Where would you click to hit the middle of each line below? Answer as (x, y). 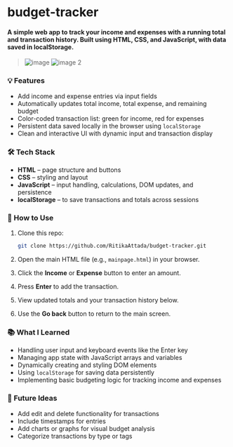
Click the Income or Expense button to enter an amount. (99, 273)
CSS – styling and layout (53, 177)
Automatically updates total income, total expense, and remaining (112, 103)
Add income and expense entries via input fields (87, 96)
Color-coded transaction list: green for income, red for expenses (111, 118)
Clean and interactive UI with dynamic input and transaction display (115, 133)
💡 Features (26, 81)
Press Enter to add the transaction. (68, 287)
